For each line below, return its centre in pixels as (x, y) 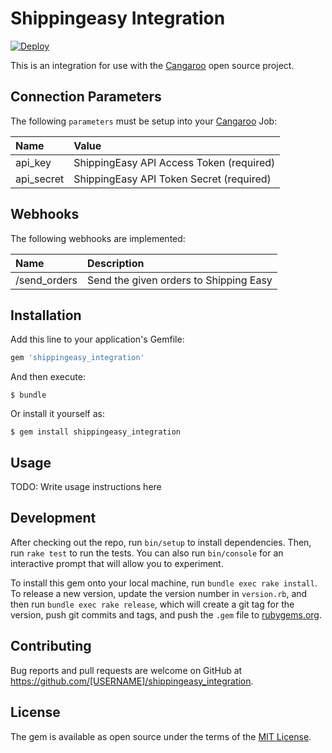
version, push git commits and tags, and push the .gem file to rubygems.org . (166, 614)
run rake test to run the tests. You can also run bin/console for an (147, 553)
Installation (46, 315)
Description (116, 263)
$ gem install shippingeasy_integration (96, 432)
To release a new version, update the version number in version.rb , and (159, 593)
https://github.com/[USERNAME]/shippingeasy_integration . (132, 681)
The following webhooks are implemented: (98, 238)
